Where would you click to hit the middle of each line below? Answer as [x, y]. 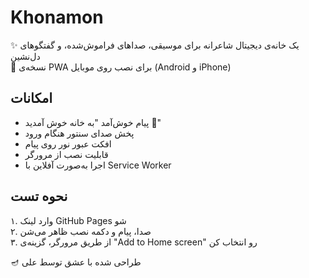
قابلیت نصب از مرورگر [66, 154]
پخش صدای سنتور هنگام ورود [79, 133]
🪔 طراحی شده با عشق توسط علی [76, 262]
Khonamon [57, 17]
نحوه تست [39, 196]
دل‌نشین [25, 56]
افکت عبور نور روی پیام [68, 143]
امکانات [31, 98]
